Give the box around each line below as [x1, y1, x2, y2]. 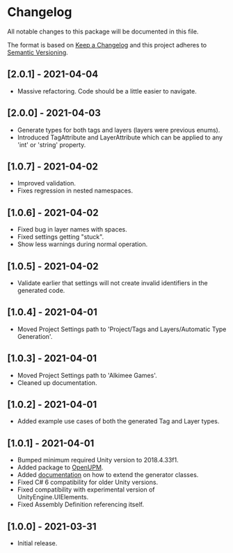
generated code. [17, 287, 65, 294]
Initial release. [17, 539, 58, 547]
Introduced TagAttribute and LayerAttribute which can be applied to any [17, 133, 223, 142]
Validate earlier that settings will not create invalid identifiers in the [17, 279, 208, 287]
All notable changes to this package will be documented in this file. [7, 27, 199, 36]
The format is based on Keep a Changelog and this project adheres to [7, 40, 207, 49]
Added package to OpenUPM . [17, 463, 104, 471]
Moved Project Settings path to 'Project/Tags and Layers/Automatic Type [17, 325, 227, 333]
